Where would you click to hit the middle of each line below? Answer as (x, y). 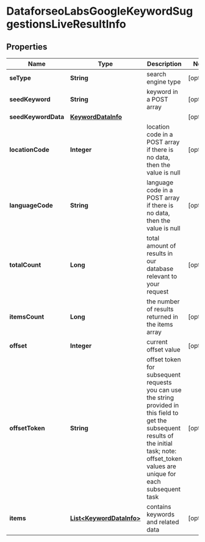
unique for (161, 474)
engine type (164, 82)
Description (164, 64)
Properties (27, 47)
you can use (164, 390)
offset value (164, 349)
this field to (162, 413)
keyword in (162, 92)
